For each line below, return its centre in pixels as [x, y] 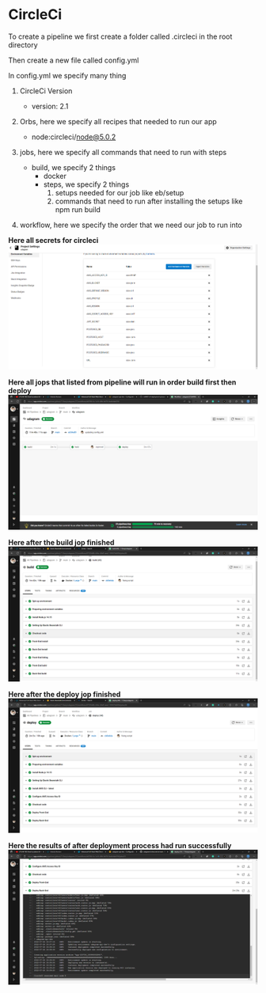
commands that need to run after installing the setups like [149, 201]
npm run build [78, 209]
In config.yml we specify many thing [67, 75]
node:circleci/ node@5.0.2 [74, 137]
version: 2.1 [50, 106]
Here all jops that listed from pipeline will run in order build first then [122, 382]
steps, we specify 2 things [86, 184]
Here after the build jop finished [61, 542]
